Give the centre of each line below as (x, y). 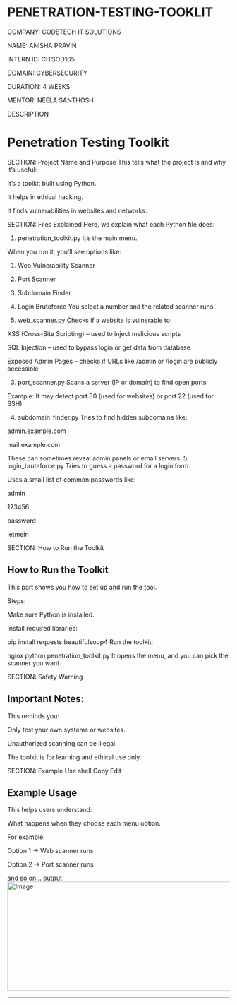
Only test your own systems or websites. (66, 730)
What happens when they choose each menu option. (84, 823)
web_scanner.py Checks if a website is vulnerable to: (95, 320)
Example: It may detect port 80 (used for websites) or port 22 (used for (110, 396)
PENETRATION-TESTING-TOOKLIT (110, 12)
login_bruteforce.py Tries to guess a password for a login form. (99, 465)
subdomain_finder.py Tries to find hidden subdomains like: (102, 417)
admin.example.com (37, 431)
